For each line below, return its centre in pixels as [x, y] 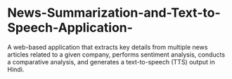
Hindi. [16, 69]
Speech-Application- [70, 28]
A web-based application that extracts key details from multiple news [108, 47]
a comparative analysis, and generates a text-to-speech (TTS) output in [111, 62]
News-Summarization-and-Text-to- [114, 13]
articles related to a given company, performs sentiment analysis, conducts [116, 55]
